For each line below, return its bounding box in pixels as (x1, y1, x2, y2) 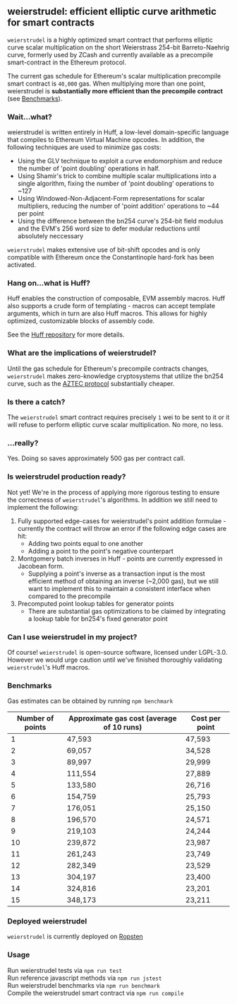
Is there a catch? (7, 397, 66, 407)
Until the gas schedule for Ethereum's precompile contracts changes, (7, 364, 209, 373)
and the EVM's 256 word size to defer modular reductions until (17, 224, 200, 233)
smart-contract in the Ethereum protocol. (7, 58, 126, 66)
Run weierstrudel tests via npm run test (7, 966, 122, 974)
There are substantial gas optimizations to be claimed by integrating (28, 607, 226, 615)
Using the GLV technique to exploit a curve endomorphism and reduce (17, 157, 223, 165)
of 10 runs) (103, 723, 142, 732)
